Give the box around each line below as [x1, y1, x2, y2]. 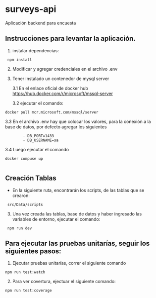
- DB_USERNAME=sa [23, 138, 58, 143]
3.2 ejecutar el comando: [12, 100, 63, 106]
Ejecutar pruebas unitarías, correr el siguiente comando [12, 260, 126, 266]
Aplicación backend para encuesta [5, 20, 76, 26]
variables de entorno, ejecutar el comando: [12, 216, 101, 222]
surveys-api [5, 3, 56, 15]
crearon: [12, 193, 30, 199]
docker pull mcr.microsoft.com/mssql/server [5, 109, 99, 115]
